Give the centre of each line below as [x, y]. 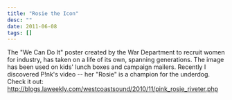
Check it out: [25, 82]
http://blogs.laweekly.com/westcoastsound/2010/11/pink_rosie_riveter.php [113, 89]
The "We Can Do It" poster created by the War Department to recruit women [116, 52]
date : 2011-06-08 [32, 26]
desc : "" [20, 20]
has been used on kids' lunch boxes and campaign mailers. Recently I [107, 67]
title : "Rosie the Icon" [43, 13]
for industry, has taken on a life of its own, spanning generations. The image [116, 60]
